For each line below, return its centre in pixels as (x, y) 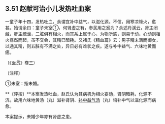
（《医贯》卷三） (21, 62)
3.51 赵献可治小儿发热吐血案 (48, 9)
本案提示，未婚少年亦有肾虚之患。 (40, 116)
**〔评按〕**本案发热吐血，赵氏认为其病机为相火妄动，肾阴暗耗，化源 (76, 94)
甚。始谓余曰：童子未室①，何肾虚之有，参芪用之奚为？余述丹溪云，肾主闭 (82, 27)
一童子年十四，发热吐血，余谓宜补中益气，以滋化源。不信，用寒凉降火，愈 (81, 22)
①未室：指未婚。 (23, 83)
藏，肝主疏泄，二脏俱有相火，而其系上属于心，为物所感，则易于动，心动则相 (83, 34)
